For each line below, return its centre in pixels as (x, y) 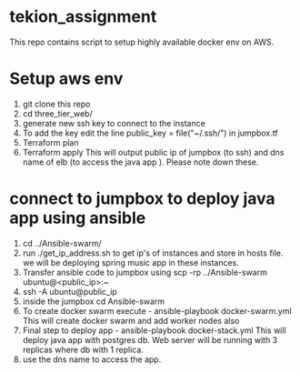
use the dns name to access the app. (92, 359)
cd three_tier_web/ (57, 113)
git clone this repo (56, 104)
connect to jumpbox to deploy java (142, 199)
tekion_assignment (83, 17)
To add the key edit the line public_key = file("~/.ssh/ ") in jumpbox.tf (150, 133)
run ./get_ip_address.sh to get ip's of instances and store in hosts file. (153, 253)
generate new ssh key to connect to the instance (114, 123)
